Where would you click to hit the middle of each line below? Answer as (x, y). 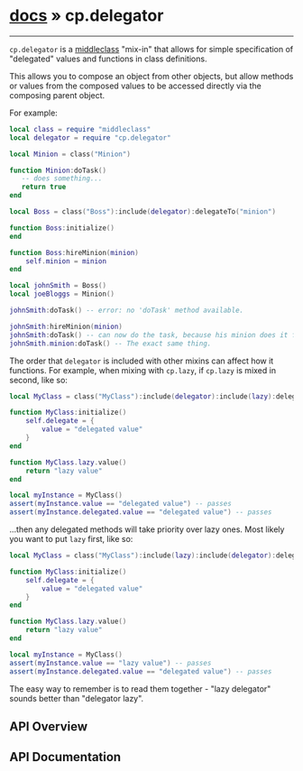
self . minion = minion (66, 261)
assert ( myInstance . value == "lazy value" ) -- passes (110, 663)
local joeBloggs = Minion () (62, 294)
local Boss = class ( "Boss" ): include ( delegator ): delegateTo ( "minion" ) (143, 212)
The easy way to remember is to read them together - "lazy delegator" (140, 688)
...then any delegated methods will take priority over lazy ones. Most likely (147, 529)
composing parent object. (57, 95)
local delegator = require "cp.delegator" (90, 138)
